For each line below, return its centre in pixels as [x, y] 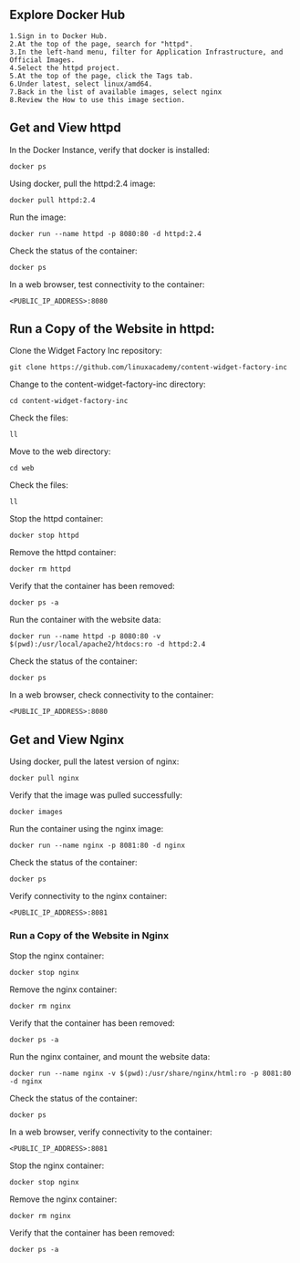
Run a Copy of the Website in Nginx [89, 936]
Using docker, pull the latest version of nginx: [94, 761]
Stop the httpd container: [57, 519]
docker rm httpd [40, 569]
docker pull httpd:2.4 [52, 200]
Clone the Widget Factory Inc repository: [86, 351]
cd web [22, 469]
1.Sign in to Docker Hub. [58, 36]
